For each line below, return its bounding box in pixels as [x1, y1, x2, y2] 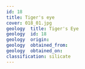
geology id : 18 [6, 31, 47, 37]
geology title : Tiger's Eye [6, 25, 79, 32]
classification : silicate [6, 53, 71, 59]
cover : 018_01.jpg [6, 20, 52, 26]
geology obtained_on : [6, 48, 63, 54]
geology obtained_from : [6, 43, 68, 49]
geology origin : [6, 37, 50, 43]
